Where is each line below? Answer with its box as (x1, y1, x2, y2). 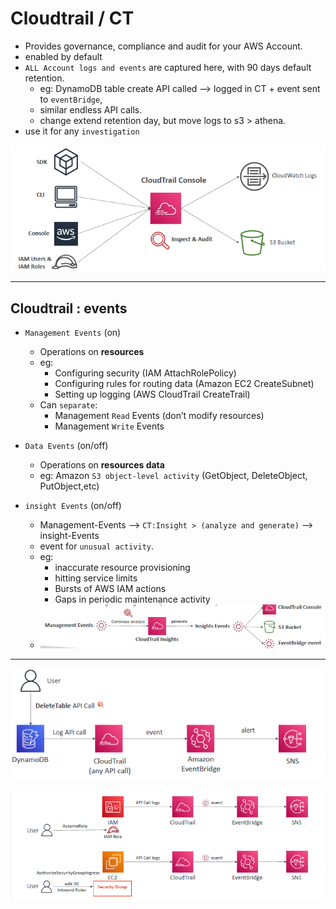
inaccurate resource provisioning (54, 562, 191, 574)
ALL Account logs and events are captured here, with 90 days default (24, 61, 312, 73)
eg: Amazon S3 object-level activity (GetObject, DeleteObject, (39, 470, 308, 482)
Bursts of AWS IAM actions (54, 583, 167, 595)
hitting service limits (54, 572, 138, 584)
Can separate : (39, 399, 98, 411)
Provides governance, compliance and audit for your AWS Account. (24, 40, 303, 52)
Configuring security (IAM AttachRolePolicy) (54, 367, 237, 379)
